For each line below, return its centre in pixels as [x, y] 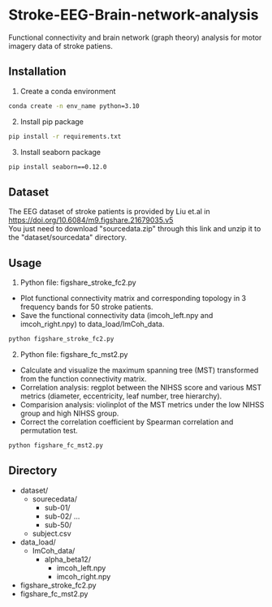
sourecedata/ [55, 499]
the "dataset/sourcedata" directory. [68, 238]
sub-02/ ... [62, 516]
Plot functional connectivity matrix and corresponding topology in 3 [133, 298]
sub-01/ [57, 507]
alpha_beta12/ [68, 559]
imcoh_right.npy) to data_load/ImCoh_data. [92, 324]
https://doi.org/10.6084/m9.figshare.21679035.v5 [91, 220]
